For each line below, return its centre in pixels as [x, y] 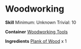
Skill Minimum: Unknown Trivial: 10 [41, 22]
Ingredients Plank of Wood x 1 [36, 41]
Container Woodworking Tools [37, 32]
